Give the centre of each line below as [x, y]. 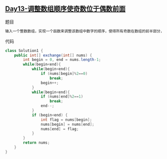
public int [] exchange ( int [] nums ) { [53, 55]
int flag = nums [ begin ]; [66, 120]
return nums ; [37, 143]
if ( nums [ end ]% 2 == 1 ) [62, 97]
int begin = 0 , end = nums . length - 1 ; [62, 60]
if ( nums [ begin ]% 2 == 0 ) [64, 74]
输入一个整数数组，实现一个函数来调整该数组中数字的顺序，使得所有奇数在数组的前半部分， [85, 31]
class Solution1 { [24, 51]
